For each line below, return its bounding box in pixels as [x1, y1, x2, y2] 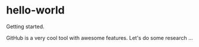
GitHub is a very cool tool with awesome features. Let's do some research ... [6, 34, 193, 41]
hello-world [6, 4, 65, 17]
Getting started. [6, 23, 45, 30]
